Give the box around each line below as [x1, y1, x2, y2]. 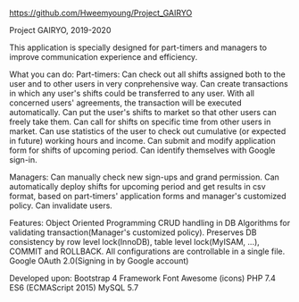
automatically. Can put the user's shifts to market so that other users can [9, 107, 277, 117]
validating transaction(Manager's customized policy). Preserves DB [9, 227, 257, 238]
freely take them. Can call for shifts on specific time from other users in [9, 116, 271, 127]
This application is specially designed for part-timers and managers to [9, 42, 268, 53]
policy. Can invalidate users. [9, 200, 113, 211]
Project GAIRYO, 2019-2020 [9, 25, 112, 35]
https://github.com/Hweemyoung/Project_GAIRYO [9, 8, 193, 18]
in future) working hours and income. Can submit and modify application [9, 136, 276, 146]
